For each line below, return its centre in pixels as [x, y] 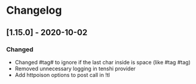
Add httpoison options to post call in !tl [62, 74]
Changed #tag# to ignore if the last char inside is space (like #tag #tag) [103, 62]
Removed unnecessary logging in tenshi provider [75, 69]
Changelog [34, 10]
